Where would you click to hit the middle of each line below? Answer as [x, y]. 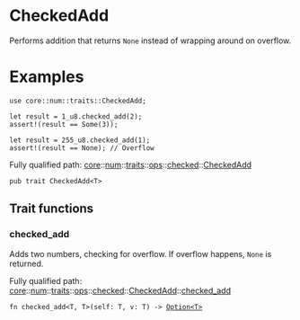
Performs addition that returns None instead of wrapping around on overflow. [150, 40]
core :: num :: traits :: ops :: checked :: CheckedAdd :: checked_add [120, 290]
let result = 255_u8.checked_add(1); [80, 140]
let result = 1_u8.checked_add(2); [76, 116]
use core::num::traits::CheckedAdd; [78, 101]
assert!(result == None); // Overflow [82, 148]
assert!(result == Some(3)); [64, 124]
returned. [26, 263]
